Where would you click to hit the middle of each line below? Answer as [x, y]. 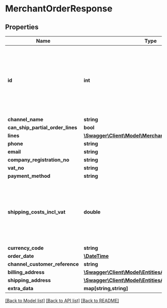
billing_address [26, 272]
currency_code [26, 248]
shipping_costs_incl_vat [37, 212]
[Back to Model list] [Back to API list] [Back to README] [62, 301]
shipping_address [29, 280]
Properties [22, 27]
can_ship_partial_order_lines [42, 127]
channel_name [26, 119]
